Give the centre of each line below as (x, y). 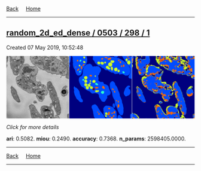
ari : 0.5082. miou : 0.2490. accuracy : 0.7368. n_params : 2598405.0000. (96, 138)
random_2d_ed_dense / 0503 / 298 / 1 (78, 33)
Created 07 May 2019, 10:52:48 (45, 47)
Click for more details (33, 127)
